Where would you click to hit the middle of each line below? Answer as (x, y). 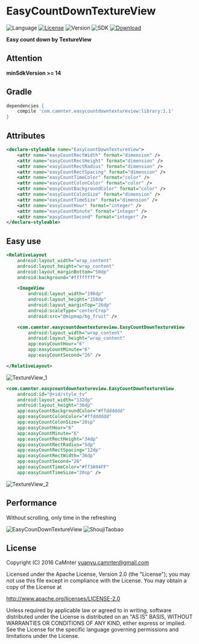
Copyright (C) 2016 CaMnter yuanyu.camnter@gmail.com (78, 563)
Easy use (24, 241)
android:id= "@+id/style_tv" (52, 394)
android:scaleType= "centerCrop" (69, 311)
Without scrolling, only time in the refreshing (61, 517)
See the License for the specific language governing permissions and (93, 630)
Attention (24, 58)
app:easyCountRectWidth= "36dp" (56, 456)
